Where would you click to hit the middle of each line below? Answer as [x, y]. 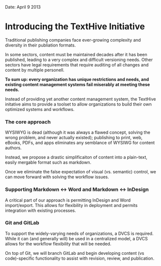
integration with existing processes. [40, 210]
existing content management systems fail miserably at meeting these [78, 84]
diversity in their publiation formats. [40, 45]
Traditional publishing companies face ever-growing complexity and [73, 40]
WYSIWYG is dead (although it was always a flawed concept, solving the [78, 132]
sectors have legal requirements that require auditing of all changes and [77, 64]
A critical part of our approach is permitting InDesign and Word [68, 200]
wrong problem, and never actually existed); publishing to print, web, [74, 138]
